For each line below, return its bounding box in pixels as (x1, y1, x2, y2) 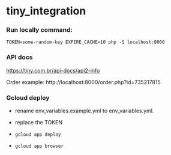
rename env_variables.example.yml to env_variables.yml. (14, 107, 154, 115)
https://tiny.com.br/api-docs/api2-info (6, 67, 100, 74)
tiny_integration (6, 4, 86, 18)
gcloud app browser (14, 143, 64, 150)
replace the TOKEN (14, 119, 63, 126)
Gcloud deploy (6, 93, 50, 102)
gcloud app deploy (14, 132, 61, 138)
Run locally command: (6, 26, 73, 34)
